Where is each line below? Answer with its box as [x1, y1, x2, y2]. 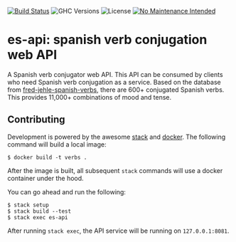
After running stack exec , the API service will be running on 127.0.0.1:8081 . [7, 226, 230, 235]
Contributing [7, 114, 65, 126]
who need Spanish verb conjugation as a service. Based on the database [7, 78, 222, 86]
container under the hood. [7, 174, 84, 182]
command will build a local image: [7, 140, 107, 149]
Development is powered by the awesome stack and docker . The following [7, 132, 226, 141]
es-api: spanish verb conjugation [7, 32, 208, 48]
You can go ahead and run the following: [7, 187, 127, 196]
